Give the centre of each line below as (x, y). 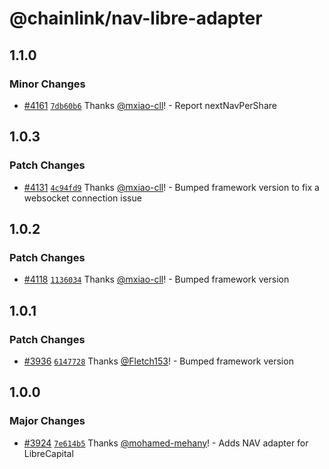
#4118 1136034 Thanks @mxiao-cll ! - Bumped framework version (156, 279)
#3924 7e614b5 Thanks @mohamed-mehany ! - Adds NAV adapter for (166, 443)
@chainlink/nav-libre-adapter (136, 18)
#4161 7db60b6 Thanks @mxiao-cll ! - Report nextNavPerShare (150, 105)
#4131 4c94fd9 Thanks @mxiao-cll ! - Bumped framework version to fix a (171, 187)
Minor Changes (47, 84)
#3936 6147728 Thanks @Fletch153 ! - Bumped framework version (158, 361)
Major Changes (47, 421)
